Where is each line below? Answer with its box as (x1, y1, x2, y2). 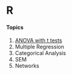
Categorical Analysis (14, 50, 66, 57)
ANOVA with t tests (14, 37, 62, 44)
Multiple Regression (14, 43, 64, 51)
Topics (6, 23, 24, 30)
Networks (14, 62, 40, 69)
